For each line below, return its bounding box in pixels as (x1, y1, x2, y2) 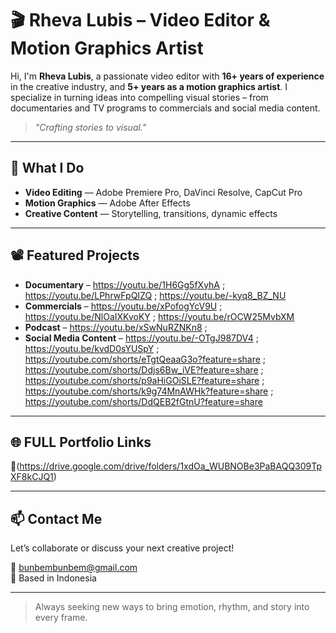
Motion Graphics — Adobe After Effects (24, 197, 191, 209)
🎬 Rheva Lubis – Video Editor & (10, 9, 271, 32)
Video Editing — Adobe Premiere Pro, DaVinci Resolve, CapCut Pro (24, 186, 303, 198)
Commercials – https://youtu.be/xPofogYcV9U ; (24, 300, 223, 312)
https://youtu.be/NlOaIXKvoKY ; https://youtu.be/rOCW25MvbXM (24, 310, 295, 322)
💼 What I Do (10, 160, 85, 177)
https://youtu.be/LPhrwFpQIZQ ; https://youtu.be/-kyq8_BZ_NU (24, 289, 287, 301)
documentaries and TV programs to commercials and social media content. (10, 102, 321, 114)
